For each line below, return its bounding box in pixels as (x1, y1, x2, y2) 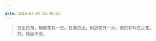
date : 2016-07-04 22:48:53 (5, 11, 60, 16)
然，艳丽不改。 (17, 31, 47, 36)
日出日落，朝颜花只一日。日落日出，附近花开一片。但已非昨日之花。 (17, 25, 154, 31)
